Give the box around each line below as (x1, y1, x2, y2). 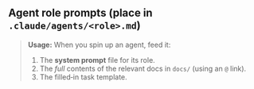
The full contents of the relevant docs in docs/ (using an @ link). (39, 64, 247, 73)
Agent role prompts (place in (8, 6, 153, 20)
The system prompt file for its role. (39, 55, 155, 64)
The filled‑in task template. (39, 72, 127, 82)
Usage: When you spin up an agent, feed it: (27, 40, 171, 49)
